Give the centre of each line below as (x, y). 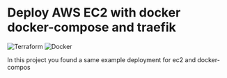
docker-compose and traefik (92, 27)
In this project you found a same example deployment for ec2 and (102, 59)
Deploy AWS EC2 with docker (94, 13)
